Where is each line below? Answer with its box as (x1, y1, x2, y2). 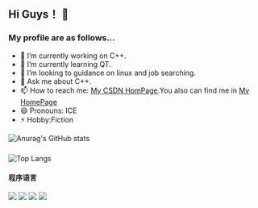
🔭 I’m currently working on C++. (19, 51, 127, 60)
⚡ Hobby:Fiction (19, 114, 74, 124)
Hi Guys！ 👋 (8, 7, 69, 22)
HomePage (19, 97, 58, 106)
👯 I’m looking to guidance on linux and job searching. (19, 68, 196, 77)
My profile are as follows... (8, 32, 115, 44)
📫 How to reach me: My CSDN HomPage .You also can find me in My (19, 85, 250, 95)
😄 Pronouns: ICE (19, 106, 77, 115)
